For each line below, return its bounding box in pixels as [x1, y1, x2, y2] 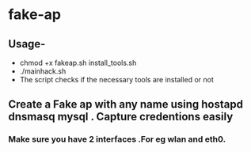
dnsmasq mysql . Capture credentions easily [8, 110, 234, 123]
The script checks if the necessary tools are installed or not [19, 75, 214, 84]
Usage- [8, 37, 46, 51]
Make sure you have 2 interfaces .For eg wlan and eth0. [8, 134, 226, 145]
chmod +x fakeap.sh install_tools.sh [19, 58, 137, 67]
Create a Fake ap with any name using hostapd [8, 97, 244, 112]
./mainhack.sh [19, 66, 67, 76]
